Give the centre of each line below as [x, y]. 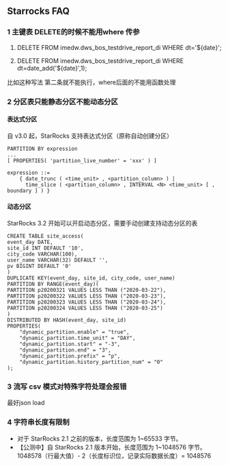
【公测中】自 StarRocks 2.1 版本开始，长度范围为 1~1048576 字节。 [111, 447]
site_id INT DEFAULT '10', [45, 248]
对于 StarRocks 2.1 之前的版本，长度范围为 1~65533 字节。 [99, 439]
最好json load [26, 403]
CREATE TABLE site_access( [45, 236]
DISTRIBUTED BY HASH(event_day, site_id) [67, 320]
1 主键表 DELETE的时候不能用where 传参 [73, 32]
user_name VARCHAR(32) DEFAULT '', [58, 260]
